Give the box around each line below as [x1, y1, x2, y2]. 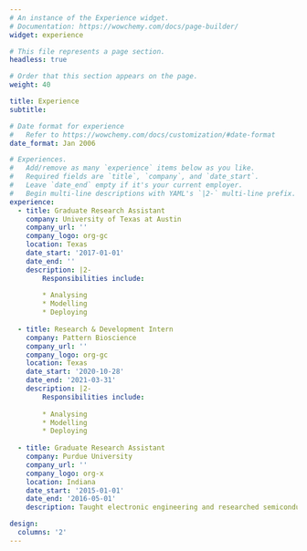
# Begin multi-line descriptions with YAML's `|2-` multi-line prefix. [9, 189, 297, 198]
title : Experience [9, 97, 79, 106]
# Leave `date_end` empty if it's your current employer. [9, 181, 244, 190]
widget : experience [9, 30, 84, 39]
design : [9, 519, 39, 529]
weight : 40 [9, 80, 51, 89]
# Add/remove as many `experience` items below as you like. [9, 163, 256, 173]
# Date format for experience [9, 121, 125, 130]
